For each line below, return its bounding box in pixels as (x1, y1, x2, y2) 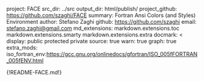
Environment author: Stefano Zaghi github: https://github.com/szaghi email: (6, 18, 197, 25)
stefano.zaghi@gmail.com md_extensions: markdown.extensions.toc (6, 24, 179, 32)
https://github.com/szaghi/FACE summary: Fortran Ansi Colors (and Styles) (6, 12, 196, 19)
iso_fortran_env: (6, 51, 47, 57)
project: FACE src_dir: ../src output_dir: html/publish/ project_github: (6, 5, 178, 12)
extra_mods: (6, 44, 38, 51)
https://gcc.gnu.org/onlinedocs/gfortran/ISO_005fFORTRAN (46, 51, 198, 57)
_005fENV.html (6, 57, 44, 64)
